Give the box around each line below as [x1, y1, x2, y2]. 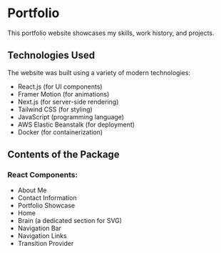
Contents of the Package [7, 149, 120, 161]
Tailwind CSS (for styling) [17, 105, 93, 114]
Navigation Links [17, 232, 67, 240]
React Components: [7, 170, 78, 180]
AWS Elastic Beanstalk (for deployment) [17, 120, 135, 129]
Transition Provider [17, 239, 74, 248]
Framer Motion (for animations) [17, 89, 110, 98]
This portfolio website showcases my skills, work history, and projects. [7, 29, 215, 37]
